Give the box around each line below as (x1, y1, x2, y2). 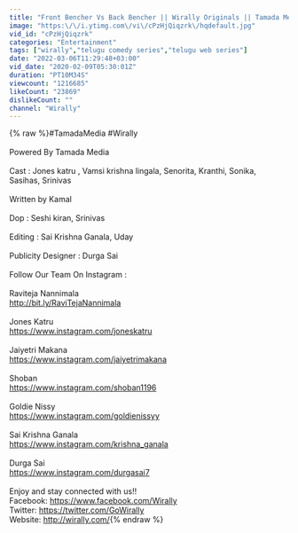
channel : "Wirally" (9, 104, 82, 113)
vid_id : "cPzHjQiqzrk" (9, 29, 93, 38)
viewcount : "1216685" (9, 79, 90, 88)
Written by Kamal (9, 194, 73, 205)
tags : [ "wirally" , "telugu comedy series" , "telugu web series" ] (9, 46, 248, 55)
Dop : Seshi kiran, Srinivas (9, 213, 106, 223)
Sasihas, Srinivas (9, 175, 72, 186)
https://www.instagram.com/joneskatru (9, 325, 153, 337)
